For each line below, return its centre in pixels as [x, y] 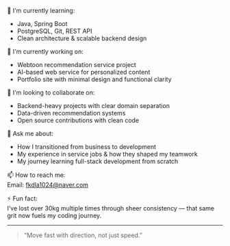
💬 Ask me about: [30, 134]
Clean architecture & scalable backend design [82, 38]
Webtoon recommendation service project [77, 65]
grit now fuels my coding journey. [54, 216]
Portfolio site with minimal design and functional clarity [94, 79]
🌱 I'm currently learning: [41, 11]
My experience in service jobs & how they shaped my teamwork [107, 154]
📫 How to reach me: [36, 175]
